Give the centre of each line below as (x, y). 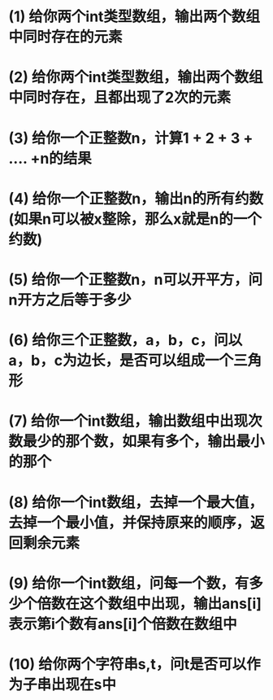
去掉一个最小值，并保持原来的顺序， (130, 523)
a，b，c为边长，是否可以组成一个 (121, 361)
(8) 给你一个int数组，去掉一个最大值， (136, 502)
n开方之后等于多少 (70, 300)
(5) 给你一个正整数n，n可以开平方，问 (136, 280)
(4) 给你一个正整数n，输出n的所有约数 (136, 198)
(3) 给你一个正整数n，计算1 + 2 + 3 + (131, 138)
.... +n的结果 (50, 158)
